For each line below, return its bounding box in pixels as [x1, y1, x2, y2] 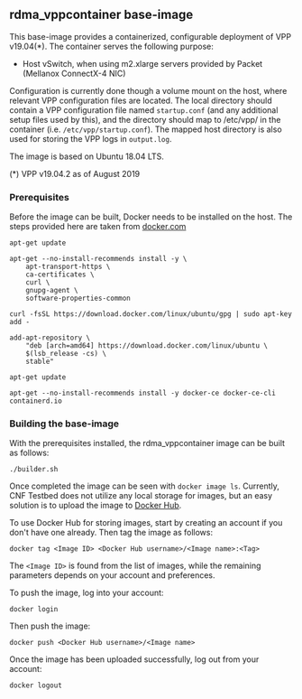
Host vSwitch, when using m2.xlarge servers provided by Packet [22, 58, 263, 69]
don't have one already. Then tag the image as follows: [9, 527, 214, 538]
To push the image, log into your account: [9, 587, 164, 599]
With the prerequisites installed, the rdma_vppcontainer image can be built [9, 438, 286, 449]
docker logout [9, 681, 63, 690]
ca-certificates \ [25, 270, 95, 279]
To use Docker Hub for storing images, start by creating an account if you [9, 517, 283, 528]
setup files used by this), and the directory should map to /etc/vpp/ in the [9, 114, 281, 125]
